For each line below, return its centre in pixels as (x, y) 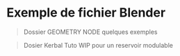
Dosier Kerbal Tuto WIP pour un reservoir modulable (98, 45)
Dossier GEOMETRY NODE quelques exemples (90, 32)
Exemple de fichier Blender (86, 13)
